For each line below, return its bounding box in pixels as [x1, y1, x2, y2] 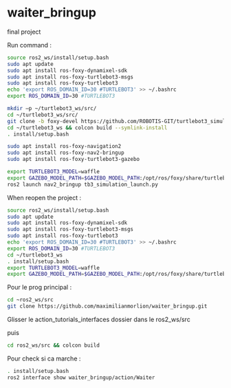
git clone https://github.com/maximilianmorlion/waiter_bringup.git [7, 303, 208, 310]
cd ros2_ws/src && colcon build [7, 342, 100, 349]
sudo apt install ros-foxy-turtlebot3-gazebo [7, 156, 140, 163]
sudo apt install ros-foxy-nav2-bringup [7, 149, 125, 156]
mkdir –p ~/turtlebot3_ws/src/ [7, 105, 97, 112]
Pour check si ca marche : [7, 354, 81, 363]
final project [7, 28, 41, 36]
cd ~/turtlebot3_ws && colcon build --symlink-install [7, 124, 168, 131]
